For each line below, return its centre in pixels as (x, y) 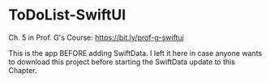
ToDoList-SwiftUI (67, 15)
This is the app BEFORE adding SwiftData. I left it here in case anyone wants (135, 53)
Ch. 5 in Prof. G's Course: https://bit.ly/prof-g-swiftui (96, 37)
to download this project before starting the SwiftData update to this (122, 62)
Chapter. (23, 70)
